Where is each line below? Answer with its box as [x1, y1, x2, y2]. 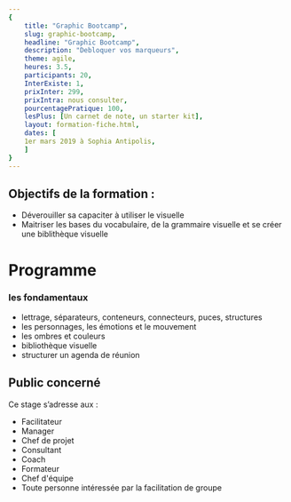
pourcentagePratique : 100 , [24, 104, 124, 113]
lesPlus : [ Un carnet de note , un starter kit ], [24, 112, 203, 121]
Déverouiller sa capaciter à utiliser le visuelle [20, 210, 185, 220]
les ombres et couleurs [20, 331, 106, 341]
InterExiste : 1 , [24, 79, 85, 88]
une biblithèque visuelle [20, 228, 108, 240]
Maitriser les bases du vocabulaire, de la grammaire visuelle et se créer [20, 219, 282, 230]
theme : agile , [24, 54, 76, 63]
